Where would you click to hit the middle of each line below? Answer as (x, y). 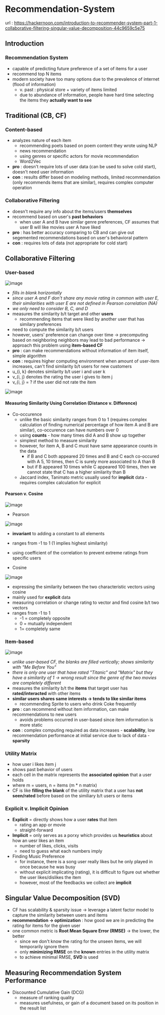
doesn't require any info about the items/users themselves (72, 211)
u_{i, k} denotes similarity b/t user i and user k (59, 371)
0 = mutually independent (46, 623)
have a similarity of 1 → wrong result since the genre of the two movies (84, 678)
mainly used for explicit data (41, 597)
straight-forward (36, 830)
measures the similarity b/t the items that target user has (70, 688)
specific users (27, 558)
